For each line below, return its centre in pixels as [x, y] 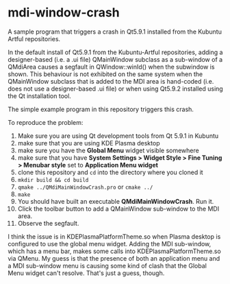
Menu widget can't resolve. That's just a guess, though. [86, 273]
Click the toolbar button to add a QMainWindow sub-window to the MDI [118, 209]
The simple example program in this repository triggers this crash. [101, 109]
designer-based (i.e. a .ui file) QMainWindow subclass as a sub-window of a [115, 59]
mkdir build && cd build [53, 180]
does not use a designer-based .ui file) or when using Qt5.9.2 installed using [115, 88]
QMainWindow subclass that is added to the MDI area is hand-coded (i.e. [111, 81]
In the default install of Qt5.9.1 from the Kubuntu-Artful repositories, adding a [115, 52]
